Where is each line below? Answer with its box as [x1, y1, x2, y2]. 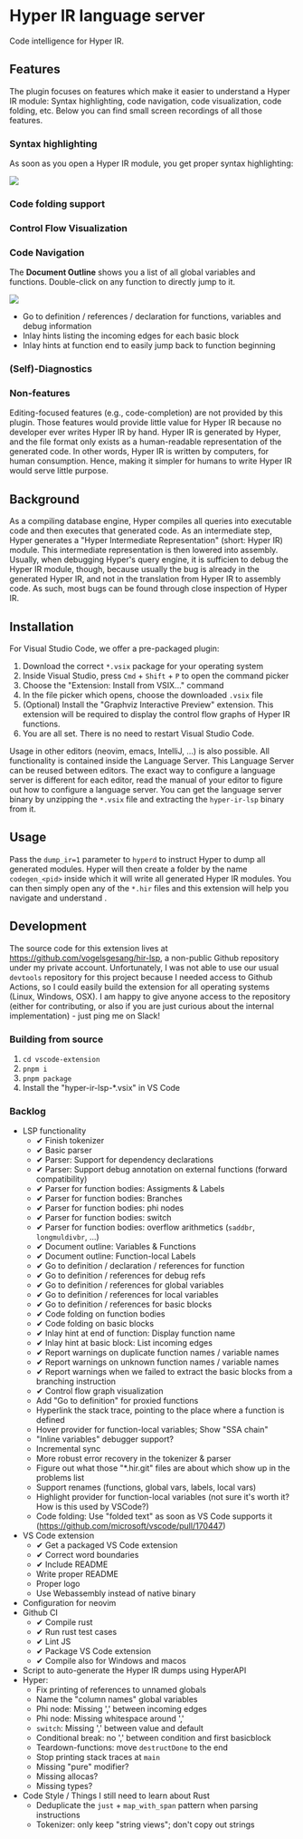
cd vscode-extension [22, 1055, 100, 1064]
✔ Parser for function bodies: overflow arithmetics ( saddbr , [35, 1221, 256, 1233]
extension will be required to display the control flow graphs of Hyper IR [22, 709, 291, 720]
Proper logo [35, 1579, 80, 1590]
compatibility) [35, 1173, 88, 1184]
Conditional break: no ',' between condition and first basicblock [35, 1733, 271, 1744]
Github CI [22, 1607, 59, 1619]
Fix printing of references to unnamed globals [35, 1684, 206, 1696]
